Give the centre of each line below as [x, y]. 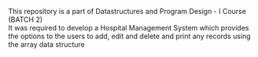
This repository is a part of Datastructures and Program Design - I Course [127, 11]
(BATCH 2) [26, 20]
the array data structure [46, 45]
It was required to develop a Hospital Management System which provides [129, 28]
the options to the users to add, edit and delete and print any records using [129, 36]
